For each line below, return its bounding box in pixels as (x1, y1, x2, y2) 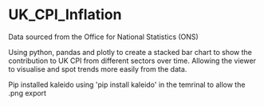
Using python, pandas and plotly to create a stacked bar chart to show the (8, 47, 253, 57)
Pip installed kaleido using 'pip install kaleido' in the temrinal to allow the (8, 80, 246, 89)
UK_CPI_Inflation (8, 6, 122, 24)
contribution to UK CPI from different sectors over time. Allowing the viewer (8, 56, 257, 65)
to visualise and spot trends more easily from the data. (8, 64, 187, 73)
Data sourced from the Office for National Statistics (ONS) (8, 32, 199, 41)
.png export (8, 88, 46, 97)
